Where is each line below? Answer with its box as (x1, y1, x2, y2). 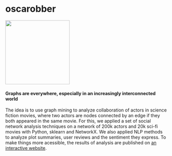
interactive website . (5, 145, 47, 151)
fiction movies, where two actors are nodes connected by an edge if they (5, 113, 160, 119)
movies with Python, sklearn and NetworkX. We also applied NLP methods (5, 129, 163, 135)
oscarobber (5, 3, 56, 15)
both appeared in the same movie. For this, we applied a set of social (5, 118, 151, 124)
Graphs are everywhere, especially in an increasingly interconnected (5, 90, 156, 96)
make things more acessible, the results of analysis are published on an (5, 140, 157, 146)
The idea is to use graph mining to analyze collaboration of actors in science (5, 107, 167, 113)
